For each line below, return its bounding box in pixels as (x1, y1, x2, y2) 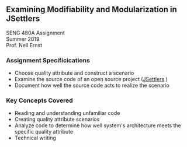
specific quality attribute (14, 128, 74, 135)
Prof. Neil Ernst (6, 41, 43, 48)
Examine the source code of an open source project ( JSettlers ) (14, 76, 168, 83)
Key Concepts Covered (6, 96, 73, 104)
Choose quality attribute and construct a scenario (14, 69, 134, 76)
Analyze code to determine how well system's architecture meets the (14, 122, 181, 129)
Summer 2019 (6, 35, 40, 43)
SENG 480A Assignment (6, 29, 65, 36)
